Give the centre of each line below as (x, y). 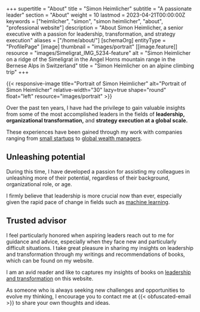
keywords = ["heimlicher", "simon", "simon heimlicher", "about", (84, 21)
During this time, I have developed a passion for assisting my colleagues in (98, 171)
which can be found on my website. (50, 260)
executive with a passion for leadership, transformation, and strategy (91, 34)
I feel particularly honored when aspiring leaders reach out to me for (90, 235)
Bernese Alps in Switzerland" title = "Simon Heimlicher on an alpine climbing (100, 66)
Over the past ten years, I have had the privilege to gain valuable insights (96, 108)
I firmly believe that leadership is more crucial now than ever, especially (94, 196)
